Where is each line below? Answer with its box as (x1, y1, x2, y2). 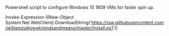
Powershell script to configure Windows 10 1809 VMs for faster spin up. (5, 5, 155, 10)
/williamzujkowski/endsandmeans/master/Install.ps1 (5, 25, 113, 31)
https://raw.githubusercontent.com (91, 20, 164, 25)
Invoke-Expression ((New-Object (5, 14, 74, 20)
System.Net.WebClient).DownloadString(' (5, 20, 92, 25)
